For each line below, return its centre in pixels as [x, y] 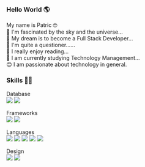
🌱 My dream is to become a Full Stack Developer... [70, 39]
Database [18, 94]
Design [15, 151]
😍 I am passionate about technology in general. [67, 65]
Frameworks [22, 113]
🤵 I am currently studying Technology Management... [73, 58]
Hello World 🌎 [28, 9]
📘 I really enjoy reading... [38, 51]
